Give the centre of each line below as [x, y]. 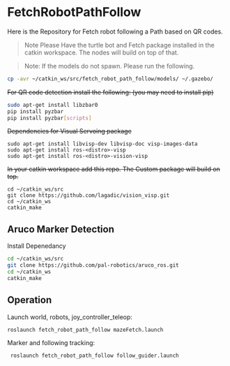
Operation [30, 300]
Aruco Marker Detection [61, 229]
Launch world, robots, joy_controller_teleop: [70, 317]
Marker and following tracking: [51, 343]
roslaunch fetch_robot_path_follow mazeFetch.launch [85, 330]
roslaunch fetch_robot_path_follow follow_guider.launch [94, 356]
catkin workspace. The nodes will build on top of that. [101, 52]
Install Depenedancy [37, 246]
